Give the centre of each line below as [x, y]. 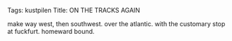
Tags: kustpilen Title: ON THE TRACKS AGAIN [74, 10]
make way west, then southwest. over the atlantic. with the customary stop [116, 24]
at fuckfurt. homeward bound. [51, 31]
